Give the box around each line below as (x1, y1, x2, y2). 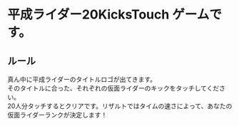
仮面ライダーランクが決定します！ (7, 111, 108, 119)
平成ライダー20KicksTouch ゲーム (7, 6, 210, 23)
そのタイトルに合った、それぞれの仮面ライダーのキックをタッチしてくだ (7, 84, 220, 93)
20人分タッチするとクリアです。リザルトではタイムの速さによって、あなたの (7, 102, 233, 110)
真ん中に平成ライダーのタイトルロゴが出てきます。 (7, 75, 157, 83)
